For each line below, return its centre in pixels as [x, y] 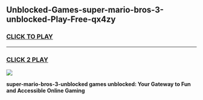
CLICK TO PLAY [30, 37]
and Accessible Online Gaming [46, 90]
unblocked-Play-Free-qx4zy [61, 20]
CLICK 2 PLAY [27, 59]
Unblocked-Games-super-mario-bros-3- [85, 10]
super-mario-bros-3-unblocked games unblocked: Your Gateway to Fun [99, 84]
